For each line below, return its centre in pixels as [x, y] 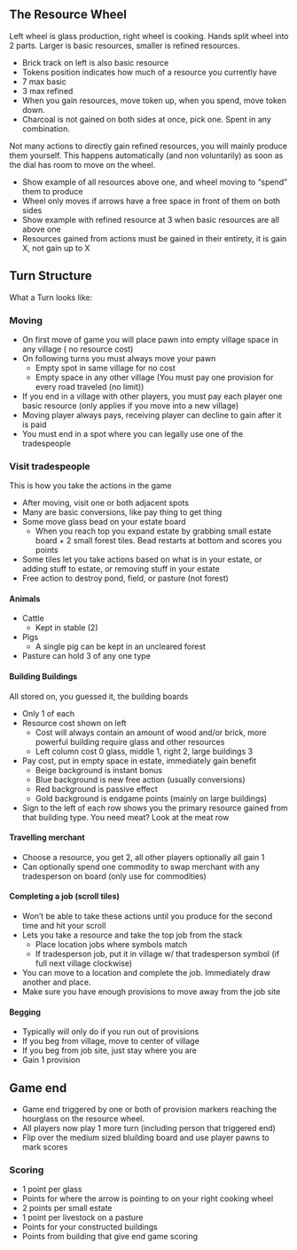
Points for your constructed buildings [90, 1227]
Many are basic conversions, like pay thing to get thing [122, 512]
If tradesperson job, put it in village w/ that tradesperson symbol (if [157, 954]
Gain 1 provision [51, 1060]
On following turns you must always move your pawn [119, 358]
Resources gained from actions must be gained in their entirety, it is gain [154, 238]
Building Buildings [43, 676]
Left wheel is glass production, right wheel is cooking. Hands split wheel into [149, 36]
